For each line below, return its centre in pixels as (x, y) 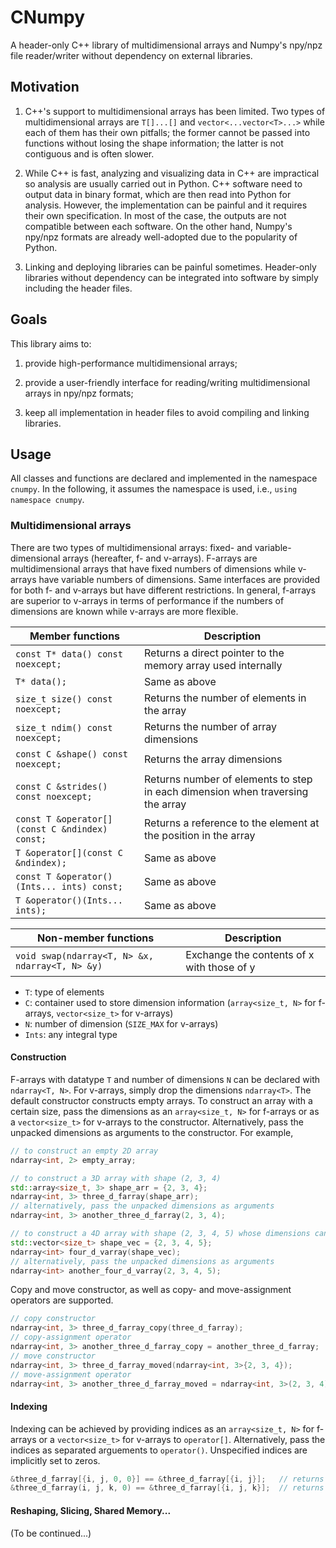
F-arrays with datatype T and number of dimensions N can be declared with (165, 1079)
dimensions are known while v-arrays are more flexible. (124, 611)
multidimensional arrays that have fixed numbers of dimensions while (153, 568)
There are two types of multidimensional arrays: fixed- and (131, 547)
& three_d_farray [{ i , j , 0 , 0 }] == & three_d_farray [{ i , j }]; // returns (167, 1479)
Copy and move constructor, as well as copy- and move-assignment (151, 1290)
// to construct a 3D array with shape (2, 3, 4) (116, 1178)
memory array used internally (213, 665)
